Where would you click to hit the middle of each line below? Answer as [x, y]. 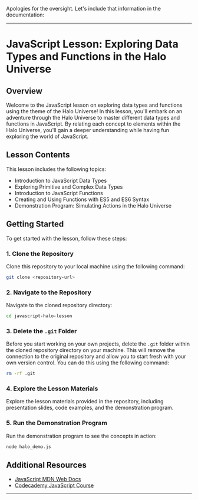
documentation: [25, 15]
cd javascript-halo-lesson [39, 316]
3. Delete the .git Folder [42, 331]
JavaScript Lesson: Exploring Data [92, 44]
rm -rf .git [21, 374]
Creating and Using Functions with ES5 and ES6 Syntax [82, 199]
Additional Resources [46, 465]
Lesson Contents [38, 155]
